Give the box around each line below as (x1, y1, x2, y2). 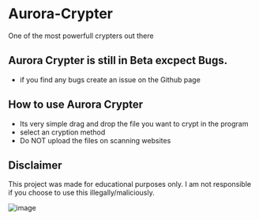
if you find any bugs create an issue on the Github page (19, 74, 201, 84)
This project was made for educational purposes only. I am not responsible (8, 180, 251, 189)
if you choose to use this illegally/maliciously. (8, 188, 156, 198)
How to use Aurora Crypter (8, 98, 144, 112)
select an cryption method (19, 127, 106, 137)
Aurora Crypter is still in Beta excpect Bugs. (8, 54, 227, 67)
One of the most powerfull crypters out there (8, 31, 154, 40)
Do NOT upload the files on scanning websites (19, 135, 171, 145)
